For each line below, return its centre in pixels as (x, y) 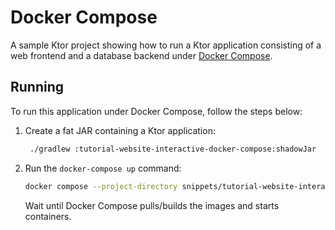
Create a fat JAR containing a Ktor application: (120, 130)
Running (37, 87)
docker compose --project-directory (101, 186)
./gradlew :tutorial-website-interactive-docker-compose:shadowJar (173, 149)
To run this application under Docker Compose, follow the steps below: (156, 111)
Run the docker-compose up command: (103, 168)
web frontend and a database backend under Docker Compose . (141, 55)
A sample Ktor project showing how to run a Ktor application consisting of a (166, 45)
